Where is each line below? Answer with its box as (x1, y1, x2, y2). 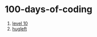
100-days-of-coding (5, 4, 92, 15)
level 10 (12, 20, 28, 26)
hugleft (12, 25, 27, 31)
